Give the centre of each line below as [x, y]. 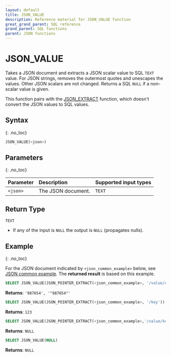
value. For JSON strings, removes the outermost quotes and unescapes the [84, 78]
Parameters [24, 158]
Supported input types [123, 183]
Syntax [17, 120]
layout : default [22, 10]
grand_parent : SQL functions [36, 29]
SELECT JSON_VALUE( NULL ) [32, 340]
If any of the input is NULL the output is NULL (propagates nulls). [78, 230]
